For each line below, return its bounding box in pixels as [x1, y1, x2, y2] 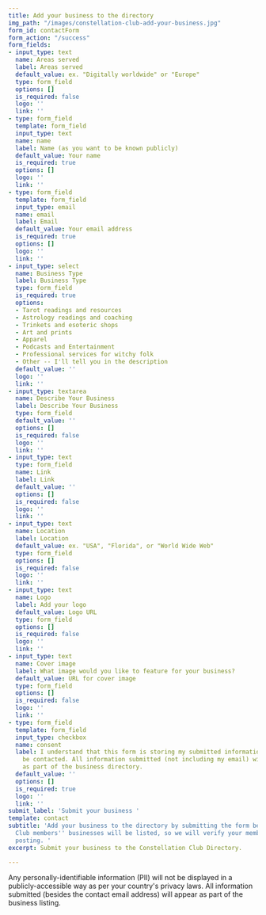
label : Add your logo [15, 600, 87, 608]
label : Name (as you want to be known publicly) [15, 144, 179, 152]
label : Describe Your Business [15, 402, 119, 410]
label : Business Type [15, 276, 87, 285]
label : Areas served [15, 63, 83, 71]
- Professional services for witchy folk [15, 350, 154, 359]
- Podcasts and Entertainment [15, 343, 115, 351]
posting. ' [15, 837, 51, 844]
